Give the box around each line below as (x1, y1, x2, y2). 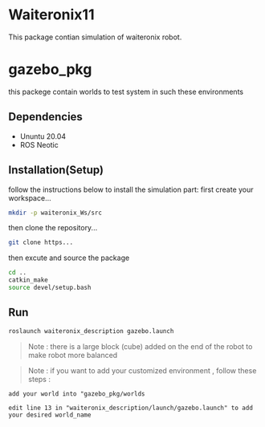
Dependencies (8, 110, 83, 124)
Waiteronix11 (8, 6, 95, 24)
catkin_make (8, 276, 48, 284)
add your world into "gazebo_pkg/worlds (8, 389, 146, 398)
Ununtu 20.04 (19, 131, 67, 141)
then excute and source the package (8, 253, 130, 262)
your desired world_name (8, 411, 92, 419)
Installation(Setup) (8, 163, 104, 177)
